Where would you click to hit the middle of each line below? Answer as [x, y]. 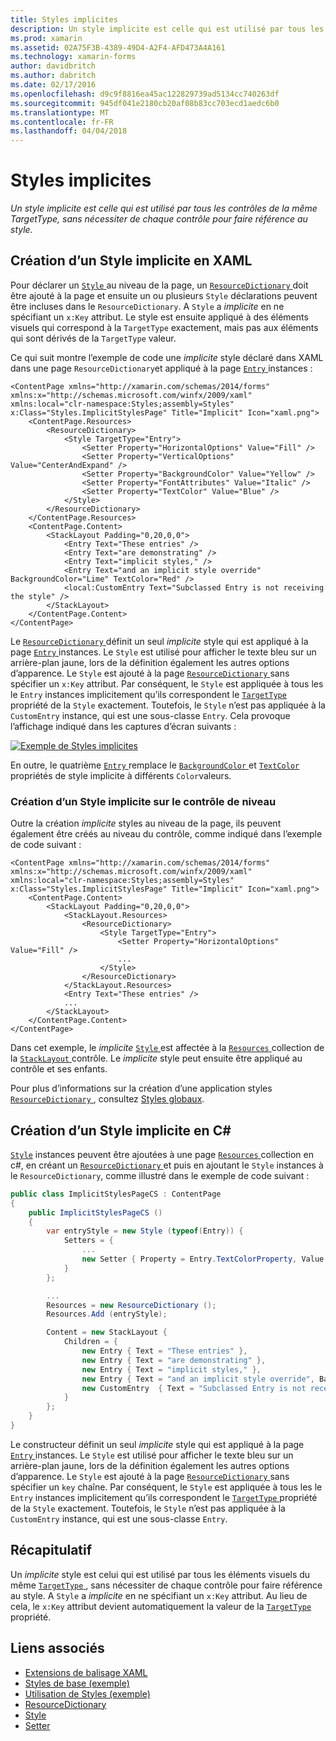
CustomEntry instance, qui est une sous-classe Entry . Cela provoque [150, 715]
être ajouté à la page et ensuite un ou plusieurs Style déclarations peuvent [164, 295]
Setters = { [88, 1241]
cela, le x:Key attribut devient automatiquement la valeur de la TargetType [161, 1606]
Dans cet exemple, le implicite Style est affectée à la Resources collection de [167, 1048]
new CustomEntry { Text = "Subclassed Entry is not [194, 1388]
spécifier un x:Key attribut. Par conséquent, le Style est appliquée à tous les [167, 683]
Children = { [90, 1342]
